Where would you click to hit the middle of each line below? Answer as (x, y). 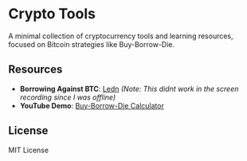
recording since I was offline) (68, 97)
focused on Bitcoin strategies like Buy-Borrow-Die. (92, 44)
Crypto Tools (52, 14)
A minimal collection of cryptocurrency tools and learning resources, (121, 36)
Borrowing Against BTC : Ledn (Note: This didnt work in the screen (129, 88)
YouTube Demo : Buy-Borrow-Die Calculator (92, 105)
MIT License (29, 150)
